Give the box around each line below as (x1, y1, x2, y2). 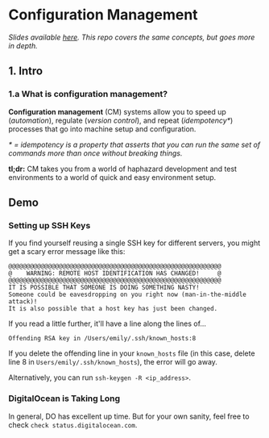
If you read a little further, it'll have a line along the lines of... (8, 319, 207, 328)
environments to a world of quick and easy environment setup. (8, 172, 217, 182)
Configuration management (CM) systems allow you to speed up (8, 106, 227, 116)
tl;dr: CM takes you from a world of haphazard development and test (8, 164, 238, 173)
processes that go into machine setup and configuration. (8, 123, 197, 134)
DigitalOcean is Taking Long (8, 393, 121, 404)
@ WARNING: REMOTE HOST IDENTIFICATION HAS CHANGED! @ (8, 269, 221, 277)
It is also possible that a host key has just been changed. (8, 305, 218, 313)
